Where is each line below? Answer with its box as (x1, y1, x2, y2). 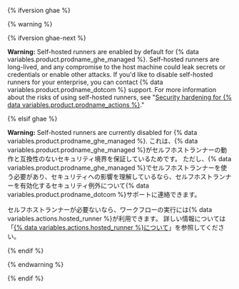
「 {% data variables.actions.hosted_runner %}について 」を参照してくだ (7, 223, 219, 231)
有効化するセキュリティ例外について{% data (19, 181, 150, 190)
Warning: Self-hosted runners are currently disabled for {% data (7, 128, 198, 136)
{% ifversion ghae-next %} (7, 34, 87, 42)
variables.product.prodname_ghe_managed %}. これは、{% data (7, 137, 198, 145)
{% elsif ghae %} (7, 114, 58, 123)
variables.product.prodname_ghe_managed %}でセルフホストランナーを (7, 163, 221, 172)
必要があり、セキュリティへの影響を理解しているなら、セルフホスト (13, 173, 213, 181)
